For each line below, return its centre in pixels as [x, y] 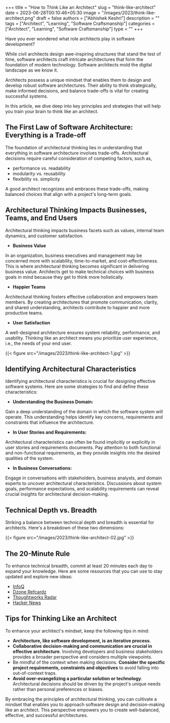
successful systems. [27, 96]
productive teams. [24, 313]
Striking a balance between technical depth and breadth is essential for [80, 522]
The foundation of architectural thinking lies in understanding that [74, 147]
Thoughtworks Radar [35, 597]
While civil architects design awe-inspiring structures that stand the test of [83, 54]
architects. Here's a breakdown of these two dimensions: [65, 528]
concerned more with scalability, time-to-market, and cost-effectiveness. [82, 260]
